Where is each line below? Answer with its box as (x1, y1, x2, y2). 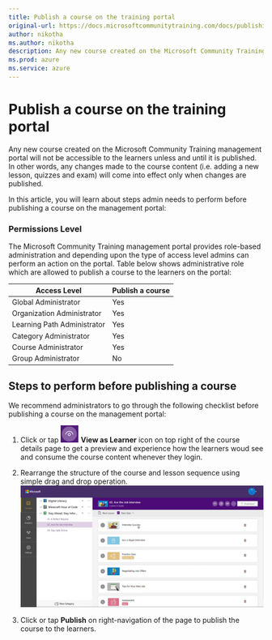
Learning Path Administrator (11, 320, 106, 330)
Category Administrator (11, 331, 91, 340)
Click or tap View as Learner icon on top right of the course (19, 435, 240, 445)
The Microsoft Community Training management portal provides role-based (8, 241, 261, 251)
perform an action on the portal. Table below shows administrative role (8, 259, 244, 269)
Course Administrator (11, 342, 83, 352)
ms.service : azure (8, 65, 70, 73)
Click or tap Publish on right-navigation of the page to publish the (19, 615, 240, 625)
